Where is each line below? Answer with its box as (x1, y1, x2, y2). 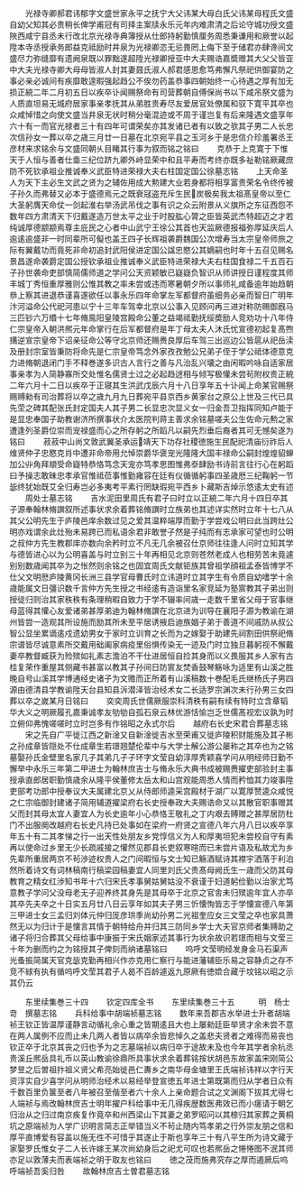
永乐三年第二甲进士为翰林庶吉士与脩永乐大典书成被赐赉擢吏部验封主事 (32, 763, 294, 774)
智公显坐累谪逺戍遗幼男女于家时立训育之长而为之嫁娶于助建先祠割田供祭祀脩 (9, 628, 294, 638)
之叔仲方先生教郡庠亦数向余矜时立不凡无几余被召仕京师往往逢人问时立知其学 (9, 537, 294, 548)
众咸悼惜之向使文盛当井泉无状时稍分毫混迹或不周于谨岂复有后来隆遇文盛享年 (9, 109, 294, 120)
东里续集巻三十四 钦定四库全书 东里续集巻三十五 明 (24, 997, 267, 1007)
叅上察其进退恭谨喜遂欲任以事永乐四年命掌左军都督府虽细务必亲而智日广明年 (9, 289, 294, 300)
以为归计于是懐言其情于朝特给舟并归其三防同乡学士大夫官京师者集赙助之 (24, 921, 294, 932)
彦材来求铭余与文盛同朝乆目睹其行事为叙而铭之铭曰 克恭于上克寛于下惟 (9, 143, 289, 153)
